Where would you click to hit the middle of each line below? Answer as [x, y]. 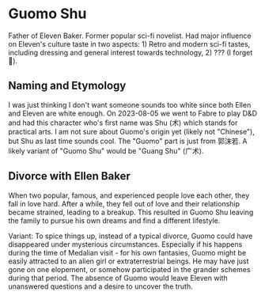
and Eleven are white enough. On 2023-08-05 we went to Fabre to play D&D [132, 113]
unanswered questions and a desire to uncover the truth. [100, 286]
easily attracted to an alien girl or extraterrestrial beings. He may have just [129, 261]
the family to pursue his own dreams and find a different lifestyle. [114, 220]
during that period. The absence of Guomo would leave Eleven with [118, 278]
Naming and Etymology [67, 86]
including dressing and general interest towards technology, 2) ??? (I [120, 52]
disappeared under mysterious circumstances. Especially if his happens [125, 244]
